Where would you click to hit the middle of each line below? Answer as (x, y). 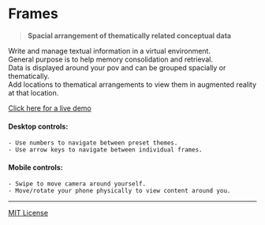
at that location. (34, 92)
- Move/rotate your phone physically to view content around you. (119, 191)
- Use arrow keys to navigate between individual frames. (105, 150)
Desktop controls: (38, 126)
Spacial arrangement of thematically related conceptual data (129, 36)
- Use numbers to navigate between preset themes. (93, 143)
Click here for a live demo (50, 108)
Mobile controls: (35, 167)
